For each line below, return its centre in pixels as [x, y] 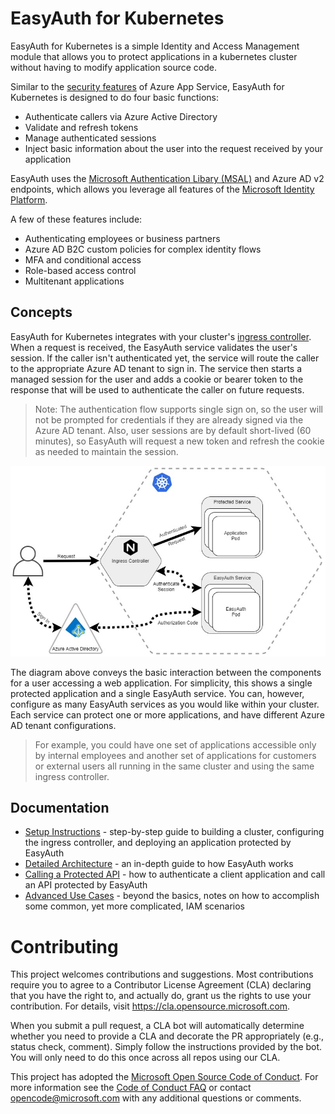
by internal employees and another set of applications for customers [175, 755]
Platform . [29, 199]
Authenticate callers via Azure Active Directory [121, 116]
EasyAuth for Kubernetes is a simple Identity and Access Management [155, 46]
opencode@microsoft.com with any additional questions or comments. [156, 1098]
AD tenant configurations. [63, 725]
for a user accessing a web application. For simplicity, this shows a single [161, 683]
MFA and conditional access [83, 259]
